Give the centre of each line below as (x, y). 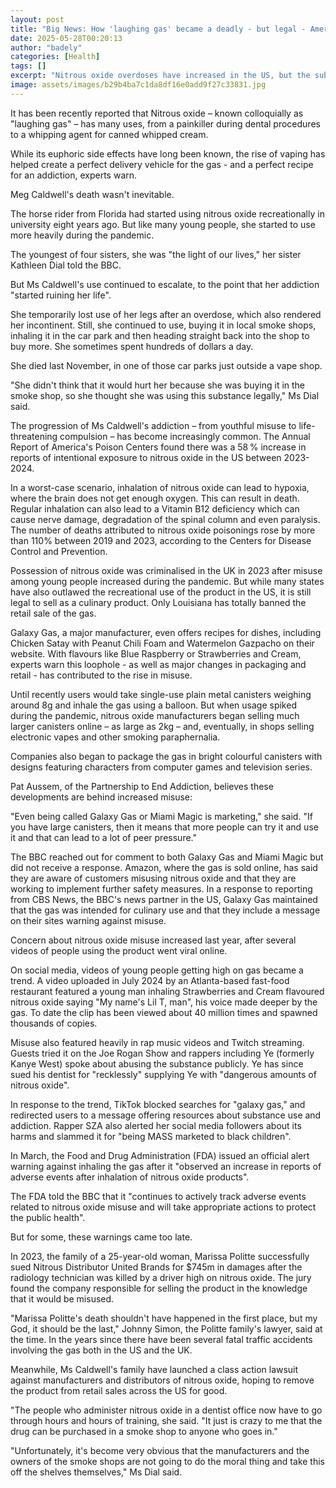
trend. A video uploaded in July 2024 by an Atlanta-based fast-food (150, 980)
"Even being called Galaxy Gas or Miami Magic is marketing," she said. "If (161, 816)
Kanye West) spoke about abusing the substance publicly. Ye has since (157, 1063)
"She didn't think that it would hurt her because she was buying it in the (158, 385)
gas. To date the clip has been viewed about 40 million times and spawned (164, 1012)
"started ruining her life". (61, 295)
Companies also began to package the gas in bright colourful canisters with (166, 756)
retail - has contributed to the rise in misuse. (101, 675)
